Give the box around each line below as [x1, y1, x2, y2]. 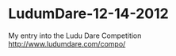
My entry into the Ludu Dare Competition [8, 31, 142, 40]
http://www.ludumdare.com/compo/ [8, 39, 126, 48]
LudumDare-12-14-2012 [8, 5, 169, 23]
